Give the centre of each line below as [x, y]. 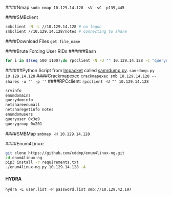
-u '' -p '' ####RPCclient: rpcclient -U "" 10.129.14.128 [85, 81]
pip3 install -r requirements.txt [42, 162]
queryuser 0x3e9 [23, 119]
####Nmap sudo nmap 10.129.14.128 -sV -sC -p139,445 [65, 7]
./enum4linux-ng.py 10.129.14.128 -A [46, 167]
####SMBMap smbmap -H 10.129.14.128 [48, 134]
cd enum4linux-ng [24, 158]
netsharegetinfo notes [29, 110]
